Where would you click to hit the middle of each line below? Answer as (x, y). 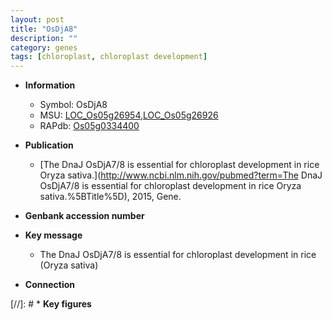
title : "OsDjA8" (44, 29)
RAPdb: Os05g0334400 (89, 126)
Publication (49, 145)
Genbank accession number (84, 216)
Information (50, 85)
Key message (53, 235)
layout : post (37, 19)
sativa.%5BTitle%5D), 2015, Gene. (110, 197)
